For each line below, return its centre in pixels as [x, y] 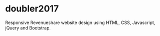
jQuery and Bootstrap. [28, 27]
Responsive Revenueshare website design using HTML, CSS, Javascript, [80, 22]
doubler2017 [32, 9]
